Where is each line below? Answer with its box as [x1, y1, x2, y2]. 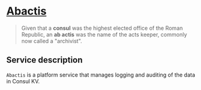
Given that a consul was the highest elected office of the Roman [21, 24, 183, 32]
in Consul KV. [6, 77, 40, 85]
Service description [6, 55, 83, 65]
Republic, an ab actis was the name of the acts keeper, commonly [21, 30, 188, 38]
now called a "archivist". [21, 37, 82, 44]
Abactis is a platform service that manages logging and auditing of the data [6, 71, 196, 78]
